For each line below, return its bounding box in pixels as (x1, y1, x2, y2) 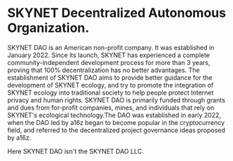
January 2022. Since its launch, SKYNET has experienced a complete (7, 51, 210, 59)
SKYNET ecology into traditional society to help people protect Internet (7, 88, 214, 97)
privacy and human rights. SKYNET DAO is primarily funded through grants (7, 95, 226, 104)
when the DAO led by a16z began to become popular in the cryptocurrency (7, 118, 225, 126)
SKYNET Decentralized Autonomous (7, 5, 227, 21)
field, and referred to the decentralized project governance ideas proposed (7, 126, 226, 134)
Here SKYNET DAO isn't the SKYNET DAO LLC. (7, 147, 144, 155)
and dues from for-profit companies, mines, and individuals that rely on (7, 103, 215, 112)
